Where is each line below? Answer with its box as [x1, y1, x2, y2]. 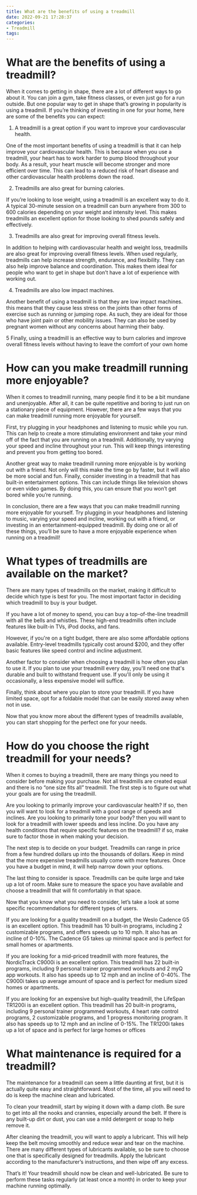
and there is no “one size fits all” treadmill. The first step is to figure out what [6, 784, 191, 791]
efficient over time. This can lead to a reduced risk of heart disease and [6, 167, 179, 174]
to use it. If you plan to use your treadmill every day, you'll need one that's [6, 664, 185, 671]
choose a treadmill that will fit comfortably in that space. [6, 887, 142, 894]
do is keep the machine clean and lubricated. [6, 1091, 115, 1098]
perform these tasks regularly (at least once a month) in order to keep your [6, 1176, 187, 1183]
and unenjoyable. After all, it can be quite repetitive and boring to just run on [6, 400, 190, 406]
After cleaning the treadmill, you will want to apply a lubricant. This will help [6, 1133, 189, 1140]
